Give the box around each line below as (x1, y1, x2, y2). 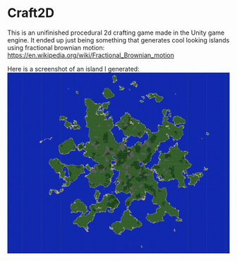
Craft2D (7, 5, 55, 21)
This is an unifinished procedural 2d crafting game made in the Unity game (7, 28, 225, 37)
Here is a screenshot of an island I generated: (7, 64, 140, 73)
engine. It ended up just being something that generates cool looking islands (7, 35, 230, 44)
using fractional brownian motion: (7, 43, 105, 52)
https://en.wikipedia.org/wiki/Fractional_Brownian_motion (7, 51, 175, 59)
